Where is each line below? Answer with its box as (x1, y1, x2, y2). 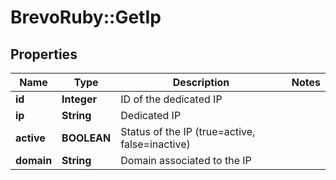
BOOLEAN (61, 131, 112, 145)
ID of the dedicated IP (120, 92, 223, 106)
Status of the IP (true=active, (120, 125, 256, 138)
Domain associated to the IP (120, 154, 252, 167)
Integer (61, 92, 97, 106)
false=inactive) (120, 137, 191, 151)
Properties (10, 46, 78, 63)
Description (172, 76, 230, 89)
